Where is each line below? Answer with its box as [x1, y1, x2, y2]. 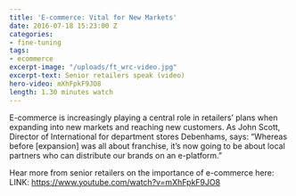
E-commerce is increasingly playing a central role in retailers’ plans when [9, 112, 278, 123]
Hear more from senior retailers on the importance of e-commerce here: [9, 167, 275, 178]
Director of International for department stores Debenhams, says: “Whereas [9, 131, 288, 142]
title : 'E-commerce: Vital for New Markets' [9, 12, 177, 22]
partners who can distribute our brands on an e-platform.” [9, 150, 223, 160]
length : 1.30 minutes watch [9, 87, 114, 96]
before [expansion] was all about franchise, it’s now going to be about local [9, 140, 285, 151]
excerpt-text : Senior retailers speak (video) [9, 71, 185, 80]
